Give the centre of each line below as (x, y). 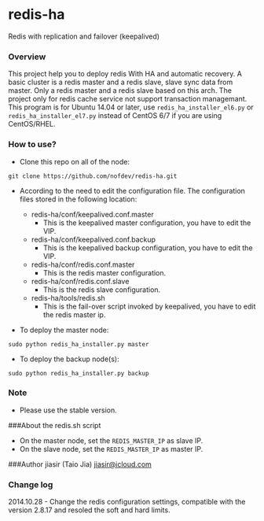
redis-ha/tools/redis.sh (68, 297)
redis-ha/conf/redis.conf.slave (80, 281)
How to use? (32, 145)
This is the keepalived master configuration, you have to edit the (147, 223)
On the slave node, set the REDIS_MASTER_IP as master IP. (111, 449)
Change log (31, 484)
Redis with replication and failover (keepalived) (84, 36)
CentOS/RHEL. (32, 124)
